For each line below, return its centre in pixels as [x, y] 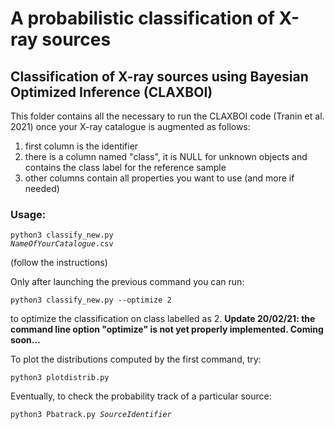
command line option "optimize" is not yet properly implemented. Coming [167, 329]
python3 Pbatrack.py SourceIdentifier [91, 415]
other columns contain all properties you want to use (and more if [159, 178]
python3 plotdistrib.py [60, 378]
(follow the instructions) [59, 263]
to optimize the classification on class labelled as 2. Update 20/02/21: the [163, 319]
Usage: [28, 214]
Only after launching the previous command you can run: [127, 282]
